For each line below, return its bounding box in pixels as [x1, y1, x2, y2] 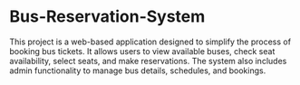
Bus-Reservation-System [9, 6, 206, 27]
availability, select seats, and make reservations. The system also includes [9, 55, 287, 66]
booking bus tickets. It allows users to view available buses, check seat [9, 45, 276, 56]
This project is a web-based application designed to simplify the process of [9, 36, 292, 47]
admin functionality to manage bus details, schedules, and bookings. [9, 65, 266, 76]
